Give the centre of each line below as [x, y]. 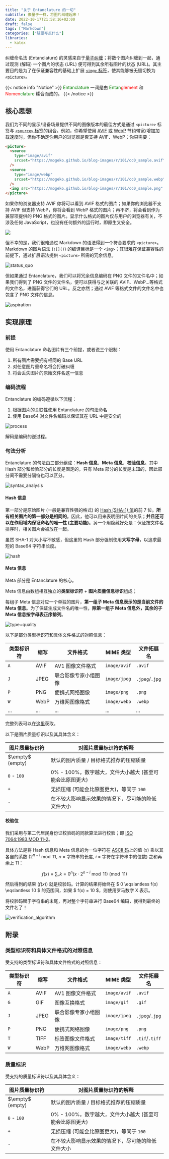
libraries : [17, 38]
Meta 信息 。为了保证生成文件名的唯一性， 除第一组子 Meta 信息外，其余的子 [84, 608]
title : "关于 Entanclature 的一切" [41, 10]
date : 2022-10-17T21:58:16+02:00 [40, 19]
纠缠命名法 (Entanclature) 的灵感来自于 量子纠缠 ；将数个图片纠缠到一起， [80, 58]
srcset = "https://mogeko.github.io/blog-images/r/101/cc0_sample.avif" [90, 160]
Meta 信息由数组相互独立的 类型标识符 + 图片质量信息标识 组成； [71, 591]
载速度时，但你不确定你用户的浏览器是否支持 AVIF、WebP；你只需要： [78, 137]
